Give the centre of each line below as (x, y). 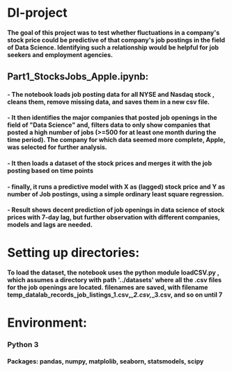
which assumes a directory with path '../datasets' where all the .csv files (114, 279)
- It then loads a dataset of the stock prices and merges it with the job (110, 163)
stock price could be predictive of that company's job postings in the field (116, 40)
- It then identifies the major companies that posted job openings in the (112, 118)
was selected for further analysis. (57, 147)
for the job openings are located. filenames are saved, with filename (108, 287)
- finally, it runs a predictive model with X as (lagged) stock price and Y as (116, 187)
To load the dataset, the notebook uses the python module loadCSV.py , (113, 272)
